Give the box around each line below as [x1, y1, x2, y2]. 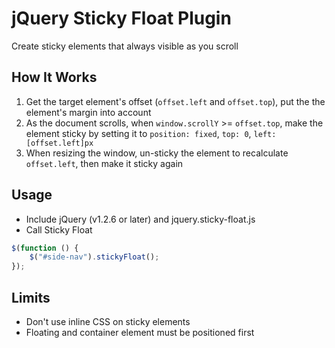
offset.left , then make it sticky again [25, 157, 184, 169]
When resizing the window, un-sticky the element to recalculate [25, 147, 289, 159]
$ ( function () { [11, 243, 79, 253]
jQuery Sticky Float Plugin [11, 7, 232, 30]
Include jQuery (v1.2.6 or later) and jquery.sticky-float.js [25, 213, 256, 225]
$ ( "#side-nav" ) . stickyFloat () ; [29, 252, 160, 262]
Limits [11, 289, 51, 306]
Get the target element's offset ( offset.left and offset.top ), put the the [25, 95, 326, 107]
